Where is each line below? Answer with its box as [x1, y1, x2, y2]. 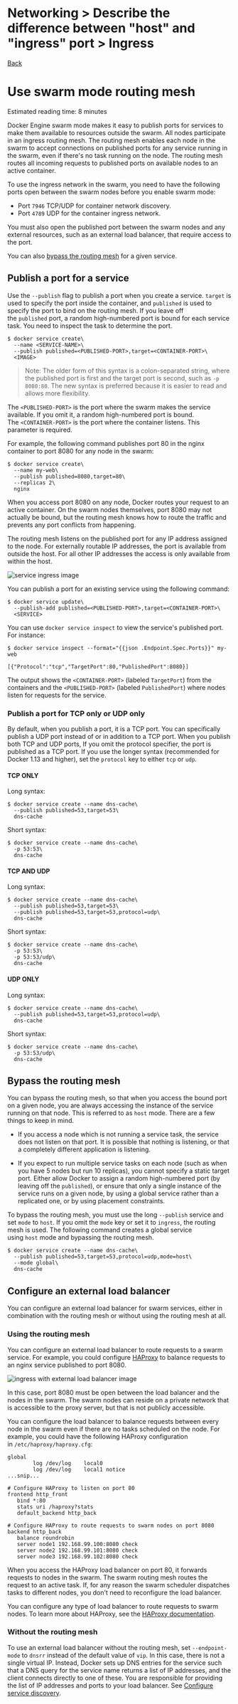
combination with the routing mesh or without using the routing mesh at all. [7, 1311, 227, 1320]
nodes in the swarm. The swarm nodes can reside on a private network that [7, 1395, 229, 1404]
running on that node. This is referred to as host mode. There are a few [7, 1109, 215, 1117]
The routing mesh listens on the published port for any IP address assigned [7, 534, 227, 543]
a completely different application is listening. [17, 1145, 151, 1154]
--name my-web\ [13, 467, 59, 474]
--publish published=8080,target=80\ [13, 473, 126, 480]
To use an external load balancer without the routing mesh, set [7, 1643, 190, 1651]
